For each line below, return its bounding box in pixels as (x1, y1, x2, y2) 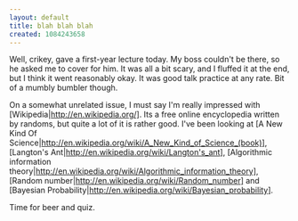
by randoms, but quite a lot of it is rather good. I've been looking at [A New (9, 119, 283, 129)
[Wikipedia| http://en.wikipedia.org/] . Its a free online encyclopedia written (9, 109, 280, 120)
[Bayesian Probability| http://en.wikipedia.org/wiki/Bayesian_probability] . (9, 184, 274, 196)
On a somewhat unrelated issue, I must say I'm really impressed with (9, 100, 261, 110)
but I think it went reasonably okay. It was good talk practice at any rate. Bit (9, 73, 285, 84)
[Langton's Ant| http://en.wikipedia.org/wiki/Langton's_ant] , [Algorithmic (9, 147, 273, 158)
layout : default (9, 12, 69, 22)
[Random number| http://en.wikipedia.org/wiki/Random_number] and (9, 176, 260, 186)
